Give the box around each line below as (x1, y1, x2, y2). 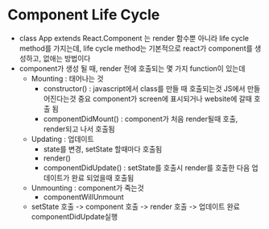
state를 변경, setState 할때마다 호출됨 (43, 144, 163, 154)
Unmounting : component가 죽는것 (31, 183, 144, 193)
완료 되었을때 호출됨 (71, 173, 134, 182)
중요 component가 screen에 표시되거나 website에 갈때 (77, 94, 253, 103)
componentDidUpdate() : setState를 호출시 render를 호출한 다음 (43, 163, 250, 173)
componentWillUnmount (43, 192, 124, 202)
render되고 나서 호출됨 (43, 123, 115, 134)
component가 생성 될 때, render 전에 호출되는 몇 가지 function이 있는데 (19, 63, 246, 73)
